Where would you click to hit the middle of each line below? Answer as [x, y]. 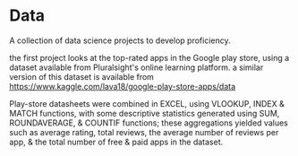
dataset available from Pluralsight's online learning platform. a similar [136, 67]
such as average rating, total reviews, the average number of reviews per [144, 132]
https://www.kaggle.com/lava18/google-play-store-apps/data [123, 86]
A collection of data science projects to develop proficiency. [120, 40]
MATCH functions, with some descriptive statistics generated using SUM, [145, 113]
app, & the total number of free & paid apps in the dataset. [116, 142]
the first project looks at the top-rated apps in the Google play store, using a [149, 57]
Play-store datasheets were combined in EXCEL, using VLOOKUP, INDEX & [147, 103]
